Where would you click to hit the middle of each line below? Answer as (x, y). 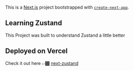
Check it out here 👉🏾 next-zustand (42, 63)
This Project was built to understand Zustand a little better (65, 35)
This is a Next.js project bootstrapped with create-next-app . (67, 7)
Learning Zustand (34, 23)
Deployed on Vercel (36, 51)
